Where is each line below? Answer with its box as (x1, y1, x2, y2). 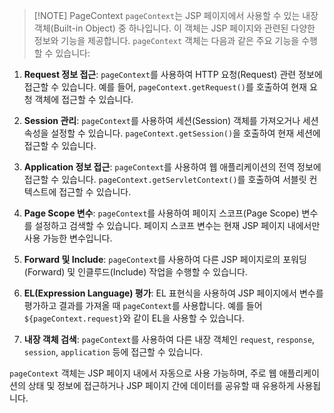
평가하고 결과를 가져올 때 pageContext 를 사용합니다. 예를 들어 (23, 300, 263, 311)
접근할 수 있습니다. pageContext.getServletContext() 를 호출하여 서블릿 (23, 174, 307, 185)
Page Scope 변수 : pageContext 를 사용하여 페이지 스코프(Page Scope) (23, 207, 300, 219)
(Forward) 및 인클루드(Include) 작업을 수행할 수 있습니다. (23, 266, 248, 278)
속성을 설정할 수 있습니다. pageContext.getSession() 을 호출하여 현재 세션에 (23, 127, 321, 139)
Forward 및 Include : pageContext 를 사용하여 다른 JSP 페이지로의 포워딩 (23, 254, 307, 265)
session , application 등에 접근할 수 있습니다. (23, 346, 204, 358)
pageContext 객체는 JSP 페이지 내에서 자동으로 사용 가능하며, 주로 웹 (9, 367, 277, 379)
